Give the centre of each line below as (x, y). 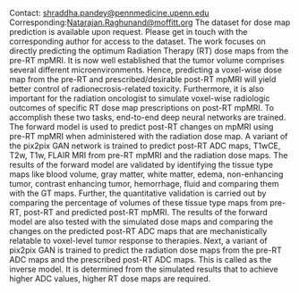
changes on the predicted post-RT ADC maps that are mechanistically (138, 231)
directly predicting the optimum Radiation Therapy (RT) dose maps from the (149, 51)
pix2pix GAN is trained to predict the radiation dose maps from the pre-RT (145, 250)
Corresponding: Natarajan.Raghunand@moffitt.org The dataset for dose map (150, 22)
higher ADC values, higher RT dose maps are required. (110, 279)
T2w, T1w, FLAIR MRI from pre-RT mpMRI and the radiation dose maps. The (149, 155)
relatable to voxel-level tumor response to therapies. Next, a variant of (138, 241)
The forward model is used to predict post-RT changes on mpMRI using (141, 127)
